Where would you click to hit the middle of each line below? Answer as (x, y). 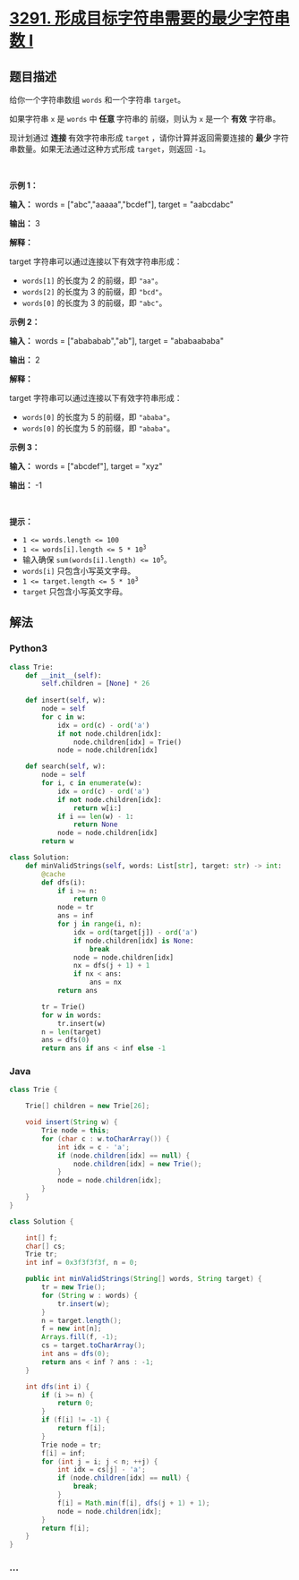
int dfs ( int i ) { (58, 1387)
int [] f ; (42, 1238)
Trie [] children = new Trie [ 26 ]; (88, 1106)
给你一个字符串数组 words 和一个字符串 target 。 (98, 100)
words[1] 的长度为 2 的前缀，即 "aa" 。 (93, 280)
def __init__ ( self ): (64, 675)
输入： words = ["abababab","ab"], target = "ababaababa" (116, 341)
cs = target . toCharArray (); (94, 1345)
